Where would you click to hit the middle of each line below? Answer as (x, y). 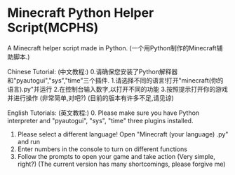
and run (29, 141)
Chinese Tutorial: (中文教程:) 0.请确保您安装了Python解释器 (93, 71)
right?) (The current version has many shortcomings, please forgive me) (121, 164)
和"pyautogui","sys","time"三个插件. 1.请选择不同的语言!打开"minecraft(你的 (115, 80)
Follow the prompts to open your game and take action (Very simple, (116, 156)
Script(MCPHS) (53, 28)
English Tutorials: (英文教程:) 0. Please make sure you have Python (103, 113)
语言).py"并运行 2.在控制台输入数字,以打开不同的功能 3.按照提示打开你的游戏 (117, 89)
